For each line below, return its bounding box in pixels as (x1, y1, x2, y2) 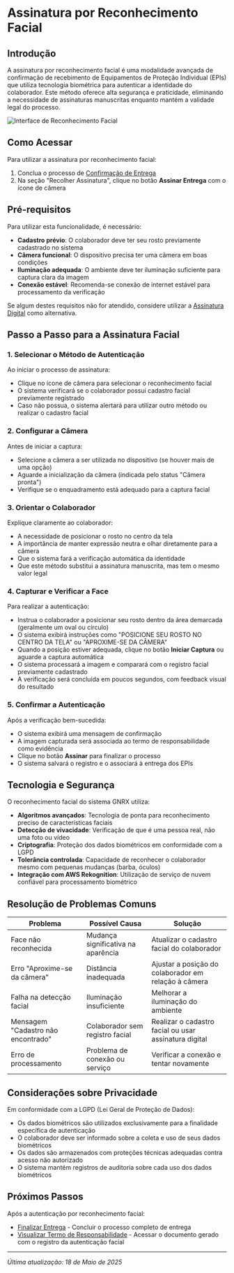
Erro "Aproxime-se (10, 964, 73, 974)
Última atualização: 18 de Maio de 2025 (7, 1258, 123, 1266)
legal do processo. (7, 103, 61, 111)
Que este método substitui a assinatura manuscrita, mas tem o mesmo (17, 562, 220, 570)
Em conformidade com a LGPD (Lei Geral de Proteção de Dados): (7, 1105, 195, 1113)
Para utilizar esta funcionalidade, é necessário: (7, 222, 141, 231)
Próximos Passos (7, 1191, 84, 1203)
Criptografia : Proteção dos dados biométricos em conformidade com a (17, 841, 223, 849)
